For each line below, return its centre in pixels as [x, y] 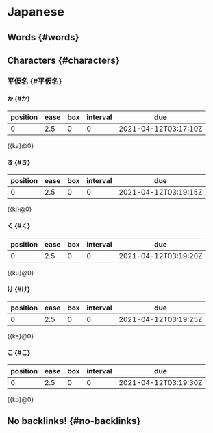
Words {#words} [43, 37]
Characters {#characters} [63, 60]
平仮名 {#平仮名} [35, 81]
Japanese [36, 12]
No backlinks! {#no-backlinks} [74, 421]
